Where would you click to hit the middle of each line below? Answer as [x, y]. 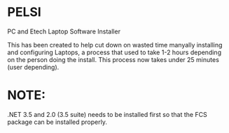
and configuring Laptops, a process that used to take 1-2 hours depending [114, 52]
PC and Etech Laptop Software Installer [64, 31]
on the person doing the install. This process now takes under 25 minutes [113, 59]
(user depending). [33, 67]
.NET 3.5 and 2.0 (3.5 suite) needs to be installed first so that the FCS [107, 114]
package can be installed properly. [57, 122]
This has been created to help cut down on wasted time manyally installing [115, 45]
